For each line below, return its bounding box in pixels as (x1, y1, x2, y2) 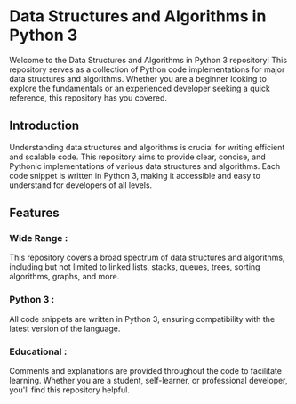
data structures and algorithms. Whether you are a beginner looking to (9, 73, 267, 84)
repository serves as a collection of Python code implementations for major (9, 64, 285, 75)
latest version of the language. (9, 323, 121, 334)
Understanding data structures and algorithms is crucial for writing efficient (9, 141, 285, 152)
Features (9, 206, 60, 221)
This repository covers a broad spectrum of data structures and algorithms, (9, 252, 285, 263)
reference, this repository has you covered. (9, 92, 167, 103)
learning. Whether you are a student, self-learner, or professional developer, (9, 376, 288, 386)
